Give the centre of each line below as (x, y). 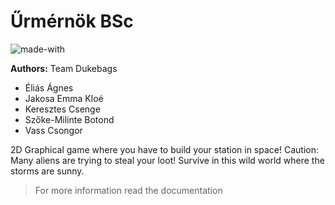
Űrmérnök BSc (72, 21)
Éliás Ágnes (49, 87)
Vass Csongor (53, 130)
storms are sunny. (47, 171)
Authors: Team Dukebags (64, 68)
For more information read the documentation (128, 190)
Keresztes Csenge (62, 109)
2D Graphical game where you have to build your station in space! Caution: (164, 149)
